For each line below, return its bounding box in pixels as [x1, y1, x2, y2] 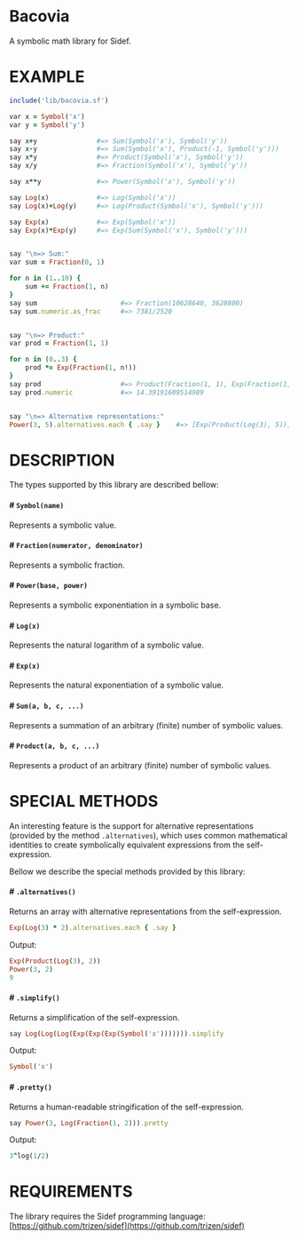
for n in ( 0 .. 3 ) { [9, 355, 77, 364]
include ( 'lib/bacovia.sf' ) [9, 96, 109, 105]
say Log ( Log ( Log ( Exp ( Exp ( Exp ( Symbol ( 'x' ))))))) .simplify [9, 1029, 224, 1038]
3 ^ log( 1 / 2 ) [9, 1152, 50, 1161]
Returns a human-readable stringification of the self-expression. [9, 1101, 244, 1112]
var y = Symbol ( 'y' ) [9, 120, 86, 130]
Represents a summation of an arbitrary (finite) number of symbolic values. [9, 719, 284, 730]
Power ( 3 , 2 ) [9, 965, 53, 974]
